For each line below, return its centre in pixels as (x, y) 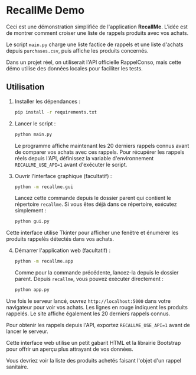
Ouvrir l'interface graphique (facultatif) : (63, 176)
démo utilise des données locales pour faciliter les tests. (74, 68)
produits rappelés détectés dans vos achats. (60, 239)
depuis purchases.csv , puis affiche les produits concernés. (77, 50)
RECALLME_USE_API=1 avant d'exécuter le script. (71, 164)
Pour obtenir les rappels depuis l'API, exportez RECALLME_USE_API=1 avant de (98, 325)
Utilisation (25, 87)
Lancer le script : (35, 123)
